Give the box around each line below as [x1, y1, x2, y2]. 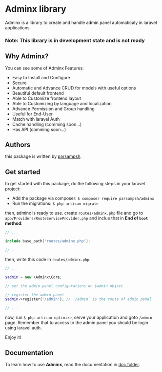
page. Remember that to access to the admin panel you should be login [5, 320, 149, 326]
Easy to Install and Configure [12, 74, 70, 80]
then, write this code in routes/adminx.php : [5, 256, 91, 262]
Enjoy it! [5, 334, 21, 340]
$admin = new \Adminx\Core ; [5, 275, 62, 280]
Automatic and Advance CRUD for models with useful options [12, 85, 137, 91]
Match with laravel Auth [12, 116, 60, 122]
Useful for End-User [12, 111, 53, 117]
